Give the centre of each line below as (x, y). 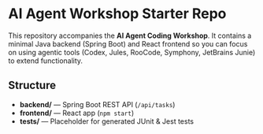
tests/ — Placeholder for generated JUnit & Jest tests (107, 121)
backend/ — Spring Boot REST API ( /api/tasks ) (97, 104)
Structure (32, 86)
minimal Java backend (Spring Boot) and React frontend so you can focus (128, 43)
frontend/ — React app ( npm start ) (77, 113)
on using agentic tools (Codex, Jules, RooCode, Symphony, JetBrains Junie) (132, 52)
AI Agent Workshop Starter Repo (117, 14)
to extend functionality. (46, 61)
